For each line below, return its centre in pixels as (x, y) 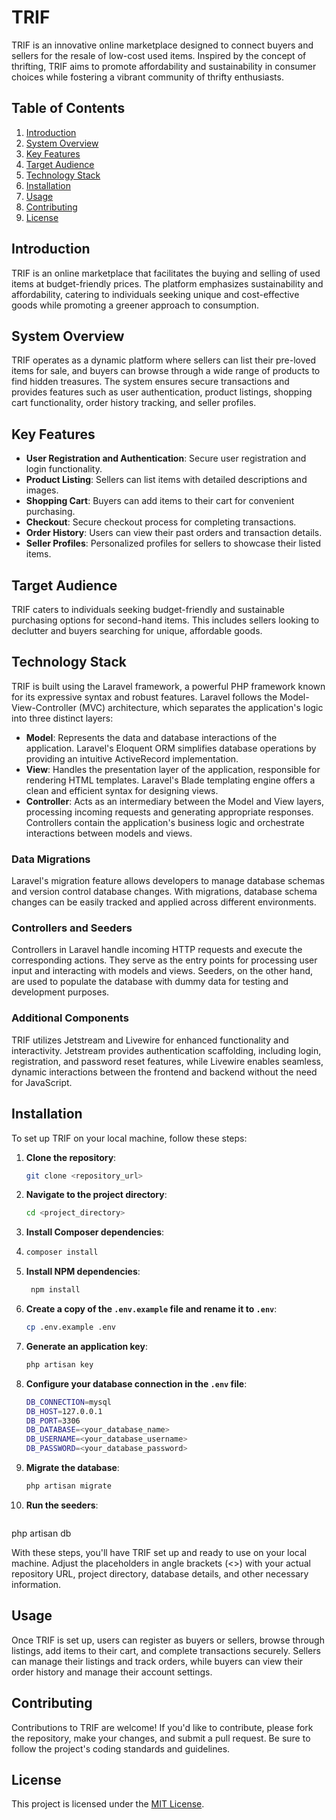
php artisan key (59, 1364)
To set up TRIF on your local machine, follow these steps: (129, 1138)
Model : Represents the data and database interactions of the (151, 737)
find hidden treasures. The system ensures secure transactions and (150, 382)
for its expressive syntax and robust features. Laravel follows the (144, 697)
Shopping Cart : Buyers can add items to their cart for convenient (160, 501)
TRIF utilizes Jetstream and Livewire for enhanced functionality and (150, 1040)
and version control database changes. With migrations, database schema (164, 892)
